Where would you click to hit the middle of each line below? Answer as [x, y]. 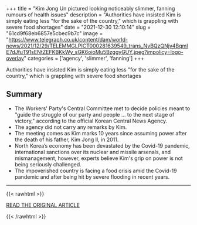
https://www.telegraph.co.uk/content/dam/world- [68, 40]
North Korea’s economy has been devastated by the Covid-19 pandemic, [102, 145]
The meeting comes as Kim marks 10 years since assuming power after [101, 133]
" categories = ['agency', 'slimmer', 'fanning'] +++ [84, 58]
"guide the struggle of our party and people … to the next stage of [94, 114]
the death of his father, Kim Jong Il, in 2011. [67, 139]
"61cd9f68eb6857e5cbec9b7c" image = [55, 33]
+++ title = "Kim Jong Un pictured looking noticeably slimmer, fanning [91, 8]
